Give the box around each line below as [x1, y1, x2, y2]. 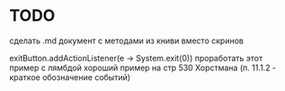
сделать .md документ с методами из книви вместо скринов [9, 35, 245, 46]
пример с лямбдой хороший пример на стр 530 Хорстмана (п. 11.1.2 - [9, 62, 277, 73]
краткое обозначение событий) [9, 71, 131, 82]
